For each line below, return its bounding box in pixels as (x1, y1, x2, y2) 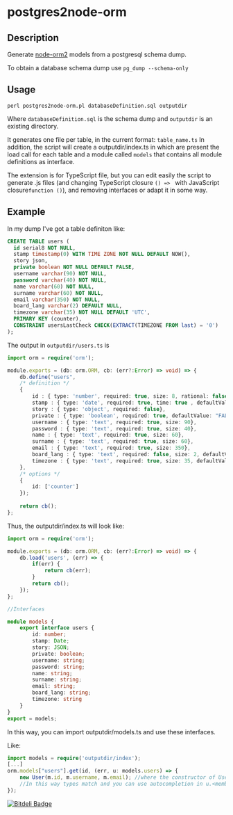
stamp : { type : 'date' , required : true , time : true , (32, 399, 194, 406)
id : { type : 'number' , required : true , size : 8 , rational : (32, 393, 209, 400)
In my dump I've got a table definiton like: (7, 224, 126, 233)
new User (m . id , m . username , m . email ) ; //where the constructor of (19, 774, 216, 781)
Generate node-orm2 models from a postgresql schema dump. (7, 50, 187, 58)
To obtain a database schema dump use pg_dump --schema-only (7, 64, 189, 72)
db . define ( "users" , (19, 373, 76, 380)
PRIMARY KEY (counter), (13, 316, 82, 323)
